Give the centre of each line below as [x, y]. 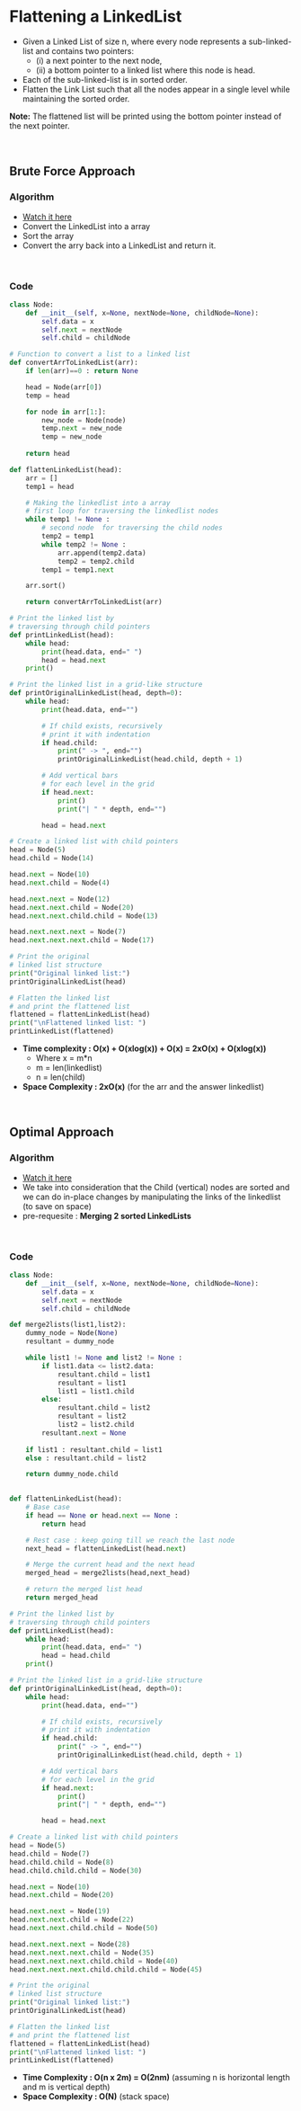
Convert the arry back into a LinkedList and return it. [119, 245]
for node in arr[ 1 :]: [66, 412]
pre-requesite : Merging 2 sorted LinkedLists [106, 1216]
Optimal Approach [62, 1132]
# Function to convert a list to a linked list [100, 354]
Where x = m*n [64, 1058]
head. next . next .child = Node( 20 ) [72, 907]
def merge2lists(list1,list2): [68, 1325]
